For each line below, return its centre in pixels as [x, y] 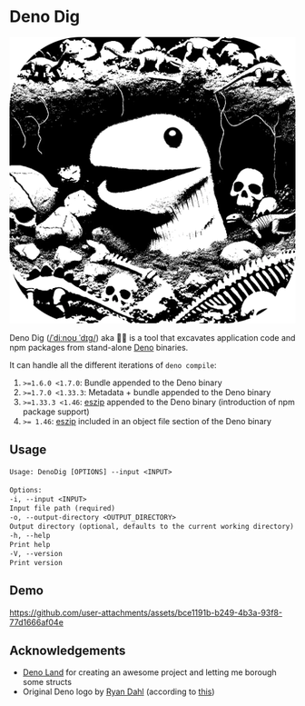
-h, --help [30, 535]
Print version [36, 562]
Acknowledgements [68, 650]
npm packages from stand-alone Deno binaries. [99, 347]
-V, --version [36, 553]
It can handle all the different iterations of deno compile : [113, 364]
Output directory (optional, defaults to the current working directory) [152, 526]
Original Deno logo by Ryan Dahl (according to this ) [118, 691]
